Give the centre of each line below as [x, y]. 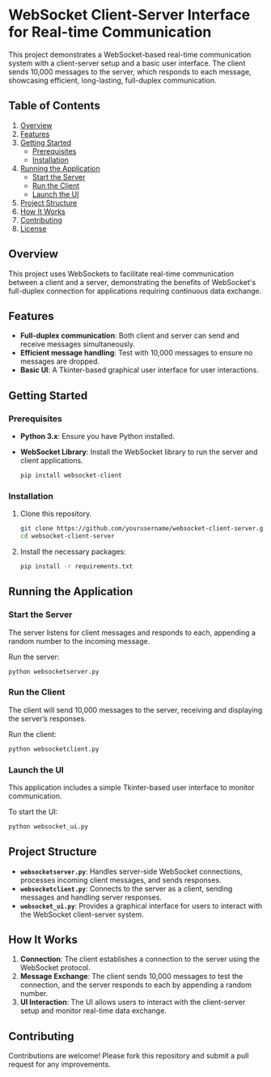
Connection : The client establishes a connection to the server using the [140, 959]
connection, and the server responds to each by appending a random [136, 985]
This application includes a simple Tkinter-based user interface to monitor [131, 787]
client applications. [51, 461]
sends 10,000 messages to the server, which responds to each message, [130, 71]
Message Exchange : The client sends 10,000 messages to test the [131, 977]
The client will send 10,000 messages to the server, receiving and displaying [135, 709]
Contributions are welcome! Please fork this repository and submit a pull [129, 1056]
